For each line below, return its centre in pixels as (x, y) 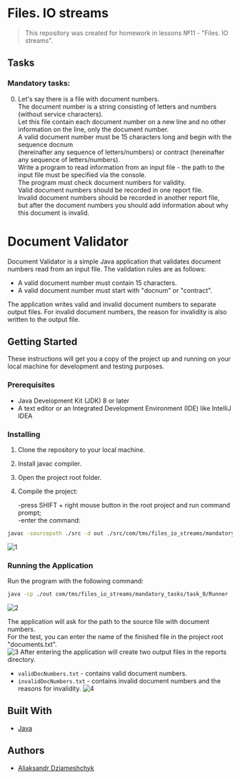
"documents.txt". (32, 645)
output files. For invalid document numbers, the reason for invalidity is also (117, 311)
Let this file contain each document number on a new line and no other (122, 121)
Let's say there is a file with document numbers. (88, 99)
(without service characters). (60, 114)
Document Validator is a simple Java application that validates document (114, 261)
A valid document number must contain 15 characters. (97, 283)
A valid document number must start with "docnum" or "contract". (115, 290)
